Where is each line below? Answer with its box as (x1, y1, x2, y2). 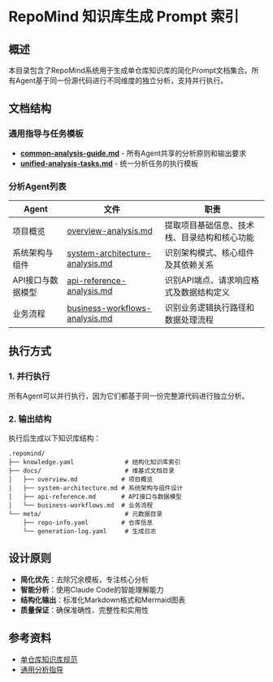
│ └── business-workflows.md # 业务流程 (8, 501, 153, 509)
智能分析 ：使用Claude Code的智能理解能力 (19, 584, 164, 594)
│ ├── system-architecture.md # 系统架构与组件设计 (8, 483, 184, 492)
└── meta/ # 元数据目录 (8, 509, 162, 518)
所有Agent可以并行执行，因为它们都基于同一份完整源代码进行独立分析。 (8, 391, 249, 400)
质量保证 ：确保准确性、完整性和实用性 (19, 605, 149, 614)
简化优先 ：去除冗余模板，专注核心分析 (19, 575, 149, 584)
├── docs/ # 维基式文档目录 (8, 466, 175, 474)
